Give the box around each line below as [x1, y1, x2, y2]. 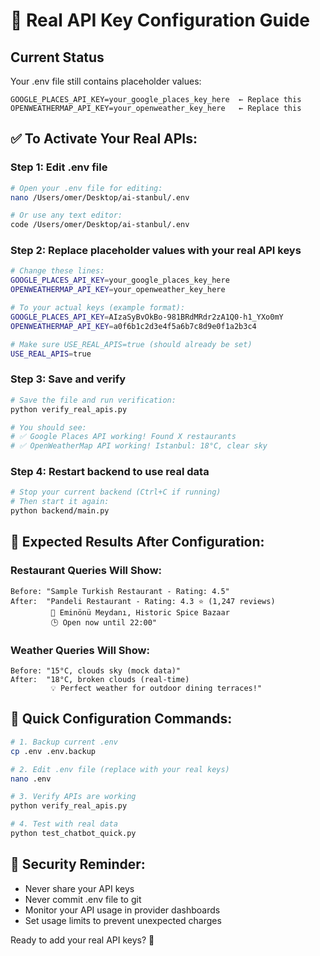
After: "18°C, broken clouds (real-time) [10, 675, 190, 685]
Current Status [10, 49, 105, 66]
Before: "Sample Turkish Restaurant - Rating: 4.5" [10, 586, 230, 596]
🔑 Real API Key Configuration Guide [10, 9, 310, 32]
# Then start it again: [10, 497, 110, 507]
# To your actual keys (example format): [10, 303, 186, 313]
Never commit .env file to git [24, 893, 142, 905]
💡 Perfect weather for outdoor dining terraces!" [50, 684, 263, 694]
